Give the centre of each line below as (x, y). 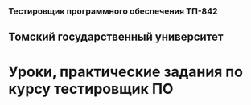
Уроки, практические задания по (126, 72)
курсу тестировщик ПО (91, 89)
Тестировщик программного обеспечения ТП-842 (113, 11)
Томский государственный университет (116, 37)
